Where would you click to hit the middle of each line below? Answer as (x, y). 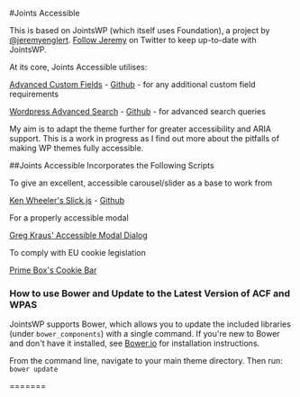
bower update (34, 370)
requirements (34, 94)
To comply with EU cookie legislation (77, 253)
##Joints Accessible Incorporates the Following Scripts (112, 165)
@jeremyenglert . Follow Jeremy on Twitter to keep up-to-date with (133, 40)
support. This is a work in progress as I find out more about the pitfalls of (145, 138)
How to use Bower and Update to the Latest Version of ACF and (150, 293)
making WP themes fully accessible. (77, 148)
